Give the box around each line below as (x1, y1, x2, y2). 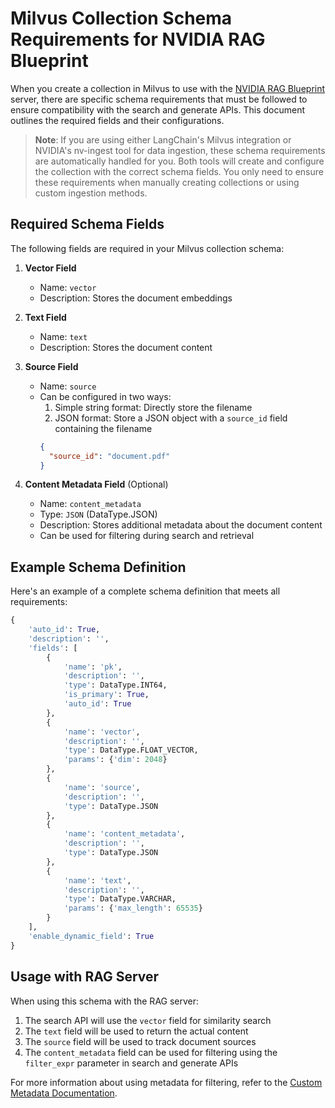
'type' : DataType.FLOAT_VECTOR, (63, 745, 199, 756)
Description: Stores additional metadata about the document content (39, 519, 323, 531)
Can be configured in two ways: (39, 390, 172, 402)
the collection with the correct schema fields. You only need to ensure (34, 165, 324, 177)
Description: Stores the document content (39, 341, 213, 353)
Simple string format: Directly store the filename (54, 401, 253, 413)
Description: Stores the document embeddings (39, 292, 233, 304)
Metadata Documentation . (10, 1087, 118, 1099)
